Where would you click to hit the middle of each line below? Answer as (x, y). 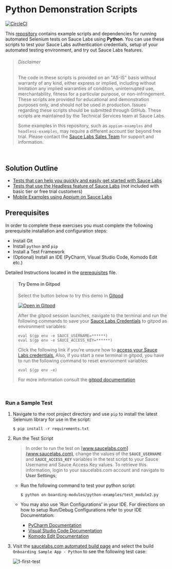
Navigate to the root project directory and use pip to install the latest (85, 414)
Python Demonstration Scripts (71, 9)
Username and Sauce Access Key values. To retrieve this (86, 465)
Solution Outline (32, 168)
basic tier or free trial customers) (47, 191)
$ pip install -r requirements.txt (51, 429)
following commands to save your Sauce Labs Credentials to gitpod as (92, 321)
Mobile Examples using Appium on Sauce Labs (62, 197)
